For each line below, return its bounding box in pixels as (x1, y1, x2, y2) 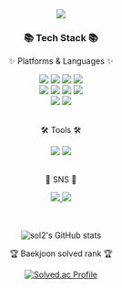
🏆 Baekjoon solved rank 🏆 (9, 248, 113, 259)
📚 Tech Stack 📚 (23, 31, 99, 44)
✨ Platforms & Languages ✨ (8, 56, 114, 67)
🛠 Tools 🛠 (40, 125, 82, 136)
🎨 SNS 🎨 (45, 174, 77, 185)
